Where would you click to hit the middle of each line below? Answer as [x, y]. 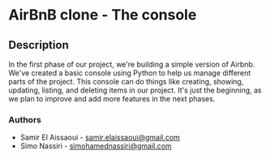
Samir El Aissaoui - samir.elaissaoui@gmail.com [100, 138]
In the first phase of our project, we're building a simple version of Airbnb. [132, 64]
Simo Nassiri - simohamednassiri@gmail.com [96, 146]
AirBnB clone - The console [103, 15]
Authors [25, 119]
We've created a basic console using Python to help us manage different [130, 73]
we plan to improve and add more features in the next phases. [112, 99]
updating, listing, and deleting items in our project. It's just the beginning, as [135, 90]
